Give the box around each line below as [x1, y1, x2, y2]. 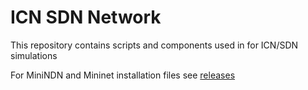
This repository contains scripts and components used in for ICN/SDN [10, 39, 299, 51]
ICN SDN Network [10, 6, 162, 29]
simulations [10, 49, 58, 61]
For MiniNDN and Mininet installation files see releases [10, 69, 236, 81]
